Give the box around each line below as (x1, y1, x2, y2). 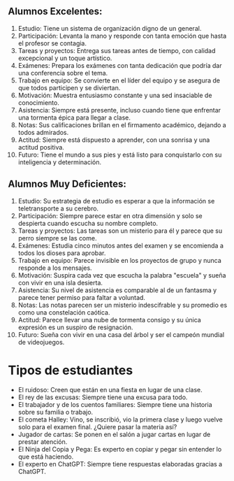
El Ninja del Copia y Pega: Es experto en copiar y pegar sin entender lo (17, 445, 222, 453)
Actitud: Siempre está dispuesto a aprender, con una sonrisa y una (17, 136, 210, 144)
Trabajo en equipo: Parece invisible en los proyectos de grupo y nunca (17, 256, 222, 264)
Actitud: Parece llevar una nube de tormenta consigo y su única (17, 315, 201, 324)
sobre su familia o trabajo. (17, 408, 94, 416)
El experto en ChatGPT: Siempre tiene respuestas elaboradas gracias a (17, 459, 223, 468)
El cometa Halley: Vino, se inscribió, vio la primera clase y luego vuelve (17, 415, 223, 424)
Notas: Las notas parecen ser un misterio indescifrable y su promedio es (17, 301, 228, 309)
